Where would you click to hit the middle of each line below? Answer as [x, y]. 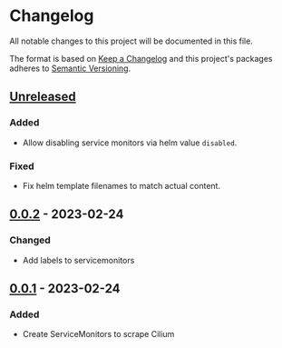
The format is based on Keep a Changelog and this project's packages [141, 58]
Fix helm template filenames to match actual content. [121, 185]
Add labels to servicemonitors [78, 260]
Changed [30, 240]
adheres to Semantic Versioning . [70, 68]
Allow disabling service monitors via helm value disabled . [130, 143]
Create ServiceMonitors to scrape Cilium [98, 334]
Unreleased [43, 97]
